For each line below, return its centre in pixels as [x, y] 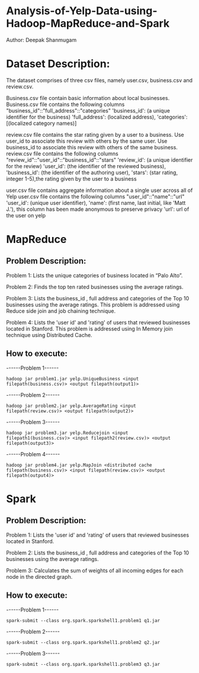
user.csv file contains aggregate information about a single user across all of [99, 190]
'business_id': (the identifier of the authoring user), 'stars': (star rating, [92, 172]
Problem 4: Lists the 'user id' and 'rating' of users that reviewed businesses [98, 322]
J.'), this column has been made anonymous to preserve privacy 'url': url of [98, 209]
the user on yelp [26, 215]
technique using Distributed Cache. [49, 335]
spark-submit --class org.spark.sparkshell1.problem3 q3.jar [83, 664]
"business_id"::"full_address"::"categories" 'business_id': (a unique [88, 110]
